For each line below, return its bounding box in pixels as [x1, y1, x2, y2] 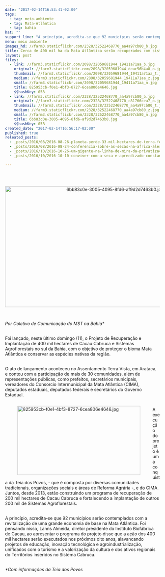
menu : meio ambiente [5, 39, 48, 44]
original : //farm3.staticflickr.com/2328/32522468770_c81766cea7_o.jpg [14, 99, 164, 104]
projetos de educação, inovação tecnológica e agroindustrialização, [5, 541, 142, 547]
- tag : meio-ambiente [9, 16, 54, 21]
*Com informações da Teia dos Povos [5, 566, 83, 572]
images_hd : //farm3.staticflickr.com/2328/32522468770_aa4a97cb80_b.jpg [5, 44, 157, 49]
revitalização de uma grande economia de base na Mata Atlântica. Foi [5, 520, 146, 526]
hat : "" [5, 30, 21, 35]
